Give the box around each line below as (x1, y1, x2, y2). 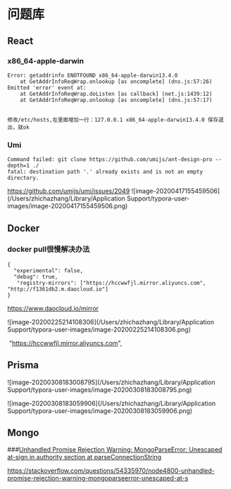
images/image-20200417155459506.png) (7, 202, 128, 210)
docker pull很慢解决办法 (7, 244, 90, 254)
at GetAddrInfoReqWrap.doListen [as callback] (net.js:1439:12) (20, 90, 213, 97)
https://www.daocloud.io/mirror (7, 304, 99, 312)
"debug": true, (13, 273, 58, 280)
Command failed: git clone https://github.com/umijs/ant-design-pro (7, 156, 213, 163)
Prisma (7, 360, 39, 371)
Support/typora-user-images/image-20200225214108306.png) (7, 325, 192, 334)
